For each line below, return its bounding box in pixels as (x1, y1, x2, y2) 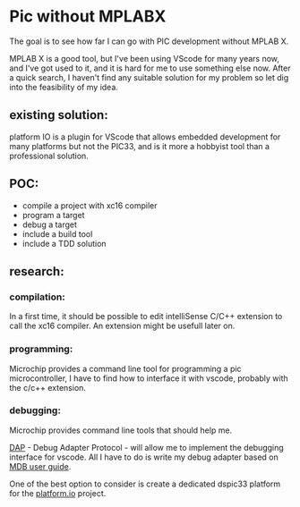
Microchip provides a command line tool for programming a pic (9, 363, 242, 374)
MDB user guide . (9, 461, 72, 471)
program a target (21, 209, 85, 220)
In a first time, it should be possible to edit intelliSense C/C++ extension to (9, 311, 283, 322)
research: (9, 264, 64, 279)
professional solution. (9, 150, 90, 161)
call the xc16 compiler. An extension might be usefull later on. (9, 320, 236, 332)
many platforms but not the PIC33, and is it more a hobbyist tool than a (9, 140, 270, 151)
